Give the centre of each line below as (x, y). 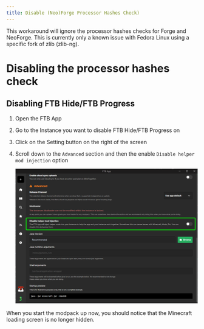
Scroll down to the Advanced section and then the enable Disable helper (105, 154)
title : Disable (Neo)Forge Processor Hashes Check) (73, 13)
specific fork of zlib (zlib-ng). (43, 44)
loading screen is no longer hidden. (51, 319)
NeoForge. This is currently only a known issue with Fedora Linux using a (98, 37)
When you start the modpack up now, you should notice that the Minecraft (99, 313)
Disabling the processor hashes (88, 68)
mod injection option (42, 160)
